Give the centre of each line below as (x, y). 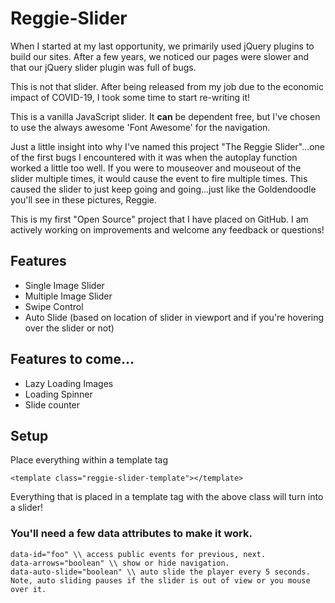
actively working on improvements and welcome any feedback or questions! (167, 229)
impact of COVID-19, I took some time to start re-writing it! (130, 97)
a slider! (27, 508)
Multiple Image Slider (68, 296)
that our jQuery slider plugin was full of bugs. (103, 67)
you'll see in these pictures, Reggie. (84, 199)
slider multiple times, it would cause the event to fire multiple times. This (159, 178)
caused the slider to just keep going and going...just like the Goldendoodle (163, 189)
